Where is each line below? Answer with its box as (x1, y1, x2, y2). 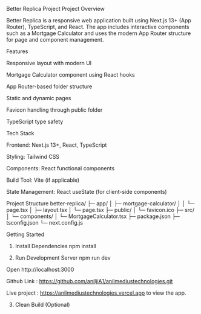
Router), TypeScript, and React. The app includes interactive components (6, 24, 189, 30)
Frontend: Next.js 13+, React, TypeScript (6, 141, 107, 149)
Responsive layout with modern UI (6, 60, 92, 66)
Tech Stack (6, 130, 35, 136)
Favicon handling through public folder (6, 106, 103, 114)
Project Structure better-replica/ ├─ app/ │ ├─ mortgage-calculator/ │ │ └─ (6, 200, 195, 207)
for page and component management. (6, 36, 104, 43)
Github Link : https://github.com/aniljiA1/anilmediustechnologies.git (6, 278, 173, 284)
